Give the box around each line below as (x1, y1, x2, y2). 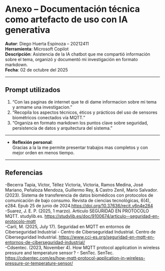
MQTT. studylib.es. (5, 213, 44, 219)
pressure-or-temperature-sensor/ (5, 260, 73, 266)
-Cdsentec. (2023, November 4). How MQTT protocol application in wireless (5, 244, 160, 250)
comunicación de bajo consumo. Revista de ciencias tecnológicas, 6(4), (5, 197, 151, 203)
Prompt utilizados (5, 86, 60, 94)
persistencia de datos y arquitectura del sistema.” (12, 125, 113, 131)
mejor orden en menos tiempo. (12, 149, 75, 156)
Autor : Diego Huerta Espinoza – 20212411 (5, 40, 89, 46)
